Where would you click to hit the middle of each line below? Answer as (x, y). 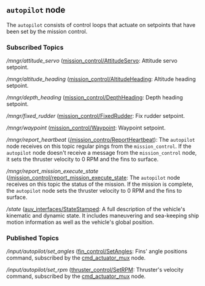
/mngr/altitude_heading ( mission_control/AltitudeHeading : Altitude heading (101, 79)
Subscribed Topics (35, 47)
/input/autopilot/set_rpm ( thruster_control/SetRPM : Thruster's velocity (95, 270)
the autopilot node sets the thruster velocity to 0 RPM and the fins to (94, 191)
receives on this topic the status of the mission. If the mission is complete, (100, 184)
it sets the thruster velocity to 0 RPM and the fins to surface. (83, 160)
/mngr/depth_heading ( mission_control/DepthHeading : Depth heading (95, 98)
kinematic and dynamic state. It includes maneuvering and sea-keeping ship (103, 216)
